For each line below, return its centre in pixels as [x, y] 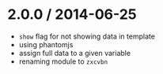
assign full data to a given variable [75, 53]
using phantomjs [46, 44]
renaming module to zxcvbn [63, 61]
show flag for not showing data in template [87, 36]
